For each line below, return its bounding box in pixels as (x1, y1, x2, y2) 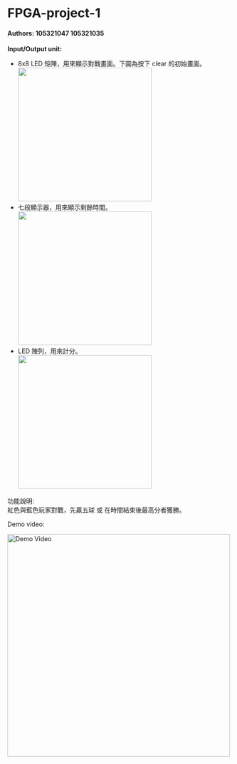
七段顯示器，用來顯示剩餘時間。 (17, 203, 112, 211)
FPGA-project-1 (7, 5, 101, 21)
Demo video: (7, 520, 45, 528)
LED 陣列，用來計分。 (17, 347, 82, 355)
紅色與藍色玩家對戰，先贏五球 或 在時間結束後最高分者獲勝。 (7, 506, 186, 514)
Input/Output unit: (7, 45, 63, 53)
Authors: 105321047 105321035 (7, 28, 105, 37)
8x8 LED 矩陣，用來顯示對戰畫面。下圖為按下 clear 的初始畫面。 (17, 59, 206, 68)
